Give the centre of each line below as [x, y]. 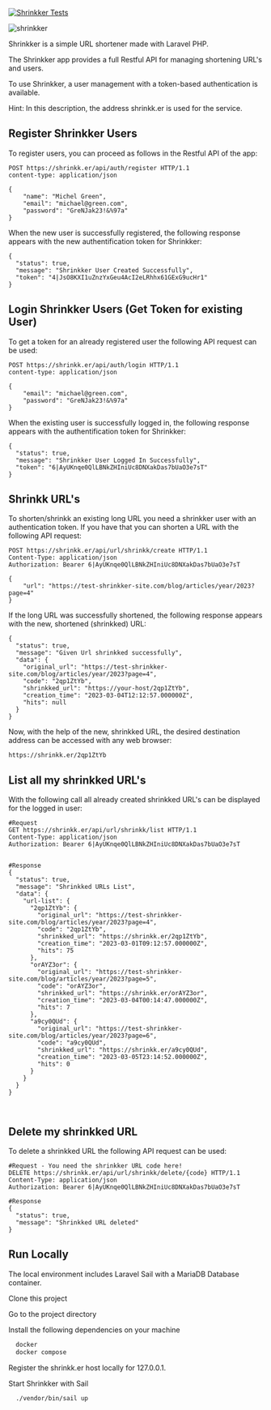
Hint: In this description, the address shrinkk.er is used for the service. [125, 108]
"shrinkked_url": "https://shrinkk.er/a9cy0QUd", [123, 1050]
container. [25, 1282]
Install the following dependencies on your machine [94, 1330]
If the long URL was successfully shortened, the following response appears [135, 615]
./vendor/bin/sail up [52, 1398]
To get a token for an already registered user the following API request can [133, 341]
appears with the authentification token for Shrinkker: [97, 431]
